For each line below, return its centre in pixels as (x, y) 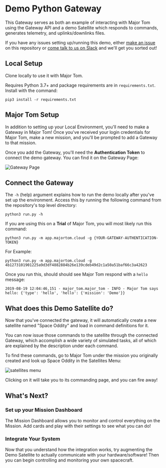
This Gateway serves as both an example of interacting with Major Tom (78, 22)
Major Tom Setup (32, 115)
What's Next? (27, 396)
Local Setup (24, 63)
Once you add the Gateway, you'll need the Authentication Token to (75, 152)
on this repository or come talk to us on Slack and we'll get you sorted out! (81, 48)
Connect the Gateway (39, 183)
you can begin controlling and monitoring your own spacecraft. (69, 460)
